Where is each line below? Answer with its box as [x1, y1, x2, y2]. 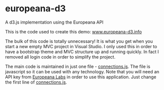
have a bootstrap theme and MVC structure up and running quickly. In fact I [5, 49, 159, 55]
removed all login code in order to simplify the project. [5, 54, 115, 60]
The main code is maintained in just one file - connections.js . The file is [5, 63, 151, 69]
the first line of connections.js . [5, 79, 67, 85]
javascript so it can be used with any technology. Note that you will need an [5, 68, 160, 74]
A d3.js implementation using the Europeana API [5, 19, 104, 25]
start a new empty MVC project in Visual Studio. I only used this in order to [5, 43, 158, 49]
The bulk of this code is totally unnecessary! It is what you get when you [5, 38, 153, 44]
